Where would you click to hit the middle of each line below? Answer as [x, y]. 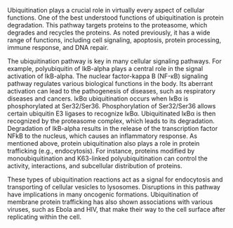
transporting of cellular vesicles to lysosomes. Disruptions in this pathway [114, 187]
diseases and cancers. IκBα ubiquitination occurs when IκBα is [98, 99]
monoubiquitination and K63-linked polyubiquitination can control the [108, 158]
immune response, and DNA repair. [58, 47]
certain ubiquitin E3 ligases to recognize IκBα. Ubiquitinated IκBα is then [112, 113]
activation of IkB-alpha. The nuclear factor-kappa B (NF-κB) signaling [108, 76]
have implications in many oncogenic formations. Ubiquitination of [103, 194]
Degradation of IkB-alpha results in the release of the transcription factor [113, 128]
